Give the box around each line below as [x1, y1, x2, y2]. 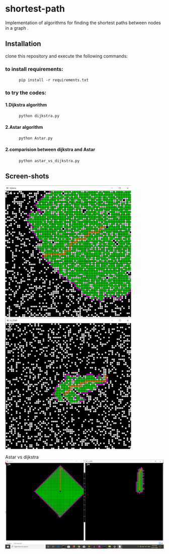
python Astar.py [18, 136, 53, 141]
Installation [5, 40, 41, 48]
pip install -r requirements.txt [18, 77, 89, 83]
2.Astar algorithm [5, 124, 43, 130]
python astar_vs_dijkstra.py [18, 158, 80, 164]
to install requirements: [5, 65, 64, 72]
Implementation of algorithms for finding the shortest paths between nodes [5, 20, 161, 26]
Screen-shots [5, 172, 49, 180]
